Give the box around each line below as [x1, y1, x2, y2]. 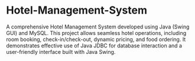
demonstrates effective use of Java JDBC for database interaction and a [6, 42, 182, 49]
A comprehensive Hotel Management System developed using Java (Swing [6, 23, 190, 30]
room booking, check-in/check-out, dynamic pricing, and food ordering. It [6, 36, 186, 43]
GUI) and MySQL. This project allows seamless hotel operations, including [6, 29, 187, 36]
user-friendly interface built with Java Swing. [6, 48, 116, 55]
